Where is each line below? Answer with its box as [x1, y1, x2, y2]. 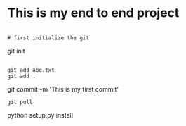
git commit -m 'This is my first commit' [7, 84, 119, 93]
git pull [7, 99, 33, 106]
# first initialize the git [7, 34, 90, 42]
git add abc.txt [7, 66, 55, 73]
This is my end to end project [7, 5, 180, 21]
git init [7, 46, 26, 55]
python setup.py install [7, 111, 74, 119]
